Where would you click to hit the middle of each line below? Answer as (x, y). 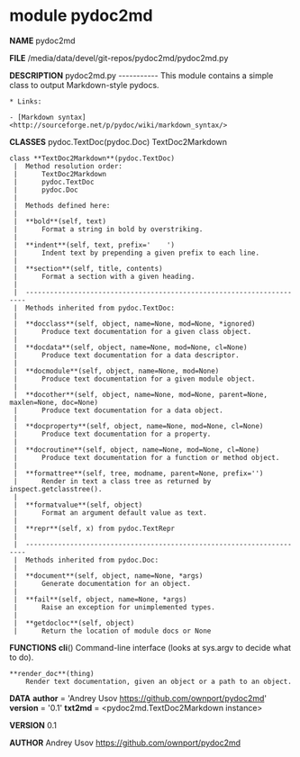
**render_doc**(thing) (52, 673)
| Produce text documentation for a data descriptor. (127, 355)
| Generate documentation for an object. (102, 583)
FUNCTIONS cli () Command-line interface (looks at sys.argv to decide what (150, 647)
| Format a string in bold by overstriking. (108, 229)
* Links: (26, 101)
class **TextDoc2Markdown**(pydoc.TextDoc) (92, 158)
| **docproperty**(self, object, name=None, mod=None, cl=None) (138, 426)
